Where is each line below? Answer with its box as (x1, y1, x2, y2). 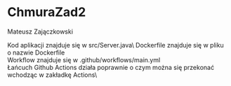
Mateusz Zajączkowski (7, 27, 74, 36)
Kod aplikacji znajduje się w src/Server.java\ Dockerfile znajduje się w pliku (7, 41, 225, 49)
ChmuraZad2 (7, 4, 86, 20)
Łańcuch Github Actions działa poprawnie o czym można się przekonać (7, 63, 215, 71)
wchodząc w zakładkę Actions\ (7, 71, 98, 79)
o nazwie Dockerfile (7, 48, 65, 57)
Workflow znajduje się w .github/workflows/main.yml (7, 55, 161, 64)
